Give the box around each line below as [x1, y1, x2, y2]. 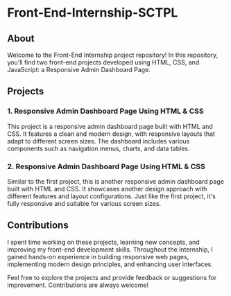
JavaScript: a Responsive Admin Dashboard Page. [7, 66, 151, 73]
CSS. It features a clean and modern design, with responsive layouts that [7, 130, 215, 138]
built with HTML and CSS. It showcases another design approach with [7, 184, 207, 193]
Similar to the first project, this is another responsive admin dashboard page [7, 177, 224, 185]
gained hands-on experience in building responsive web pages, [7, 252, 189, 261]
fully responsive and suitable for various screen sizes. [7, 199, 162, 207]
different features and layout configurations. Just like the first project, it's [7, 192, 216, 200]
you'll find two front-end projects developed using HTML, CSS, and [7, 58, 200, 67]
